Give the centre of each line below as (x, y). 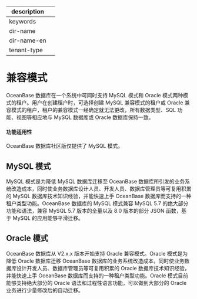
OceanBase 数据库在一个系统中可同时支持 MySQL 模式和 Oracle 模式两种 (95, 95)
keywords (23, 21)
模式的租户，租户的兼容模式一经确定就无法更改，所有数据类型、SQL (94, 110)
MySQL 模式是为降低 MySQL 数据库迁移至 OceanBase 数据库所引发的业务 (96, 181)
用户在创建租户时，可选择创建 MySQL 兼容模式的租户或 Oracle (107, 103)
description (28, 11)
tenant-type (26, 50)
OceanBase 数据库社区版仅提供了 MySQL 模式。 (65, 146)
